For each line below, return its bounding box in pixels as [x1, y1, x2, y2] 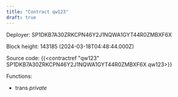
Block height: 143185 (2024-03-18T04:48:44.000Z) [6, 43, 135, 50]
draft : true [6, 14, 36, 20]
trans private [14, 84, 47, 91]
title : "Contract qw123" [6, 8, 69, 15]
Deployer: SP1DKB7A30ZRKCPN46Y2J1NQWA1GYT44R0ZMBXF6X [6, 31, 172, 38]
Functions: [6, 72, 33, 80]
